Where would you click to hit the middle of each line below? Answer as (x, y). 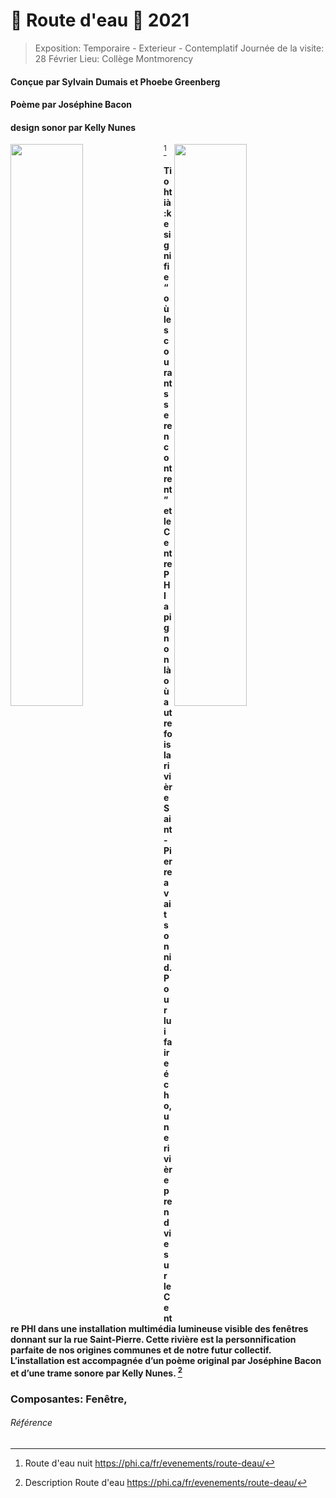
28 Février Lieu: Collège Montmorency (114, 58)
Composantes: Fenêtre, (69, 1399)
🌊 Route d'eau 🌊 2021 (100, 20)
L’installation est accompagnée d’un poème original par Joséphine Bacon (166, 1360)
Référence (31, 1423)
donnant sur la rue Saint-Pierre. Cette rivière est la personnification (153, 1339)
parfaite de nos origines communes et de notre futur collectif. (141, 1350)
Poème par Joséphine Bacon (71, 105)
